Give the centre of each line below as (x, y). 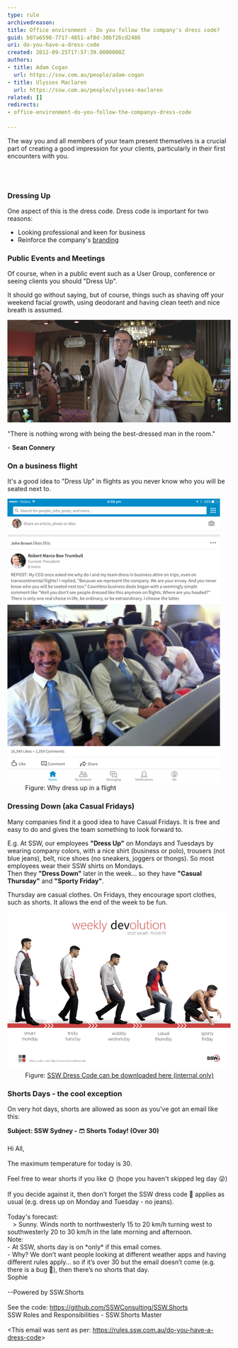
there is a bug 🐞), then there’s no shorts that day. (79, 1270)
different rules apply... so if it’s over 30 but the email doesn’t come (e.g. (112, 1262)
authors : (20, 60)
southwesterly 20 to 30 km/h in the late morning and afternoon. (100, 1232)
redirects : (23, 105)
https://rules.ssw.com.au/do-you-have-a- (153, 1330)
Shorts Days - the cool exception (65, 1093)
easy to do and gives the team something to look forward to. (95, 829)
